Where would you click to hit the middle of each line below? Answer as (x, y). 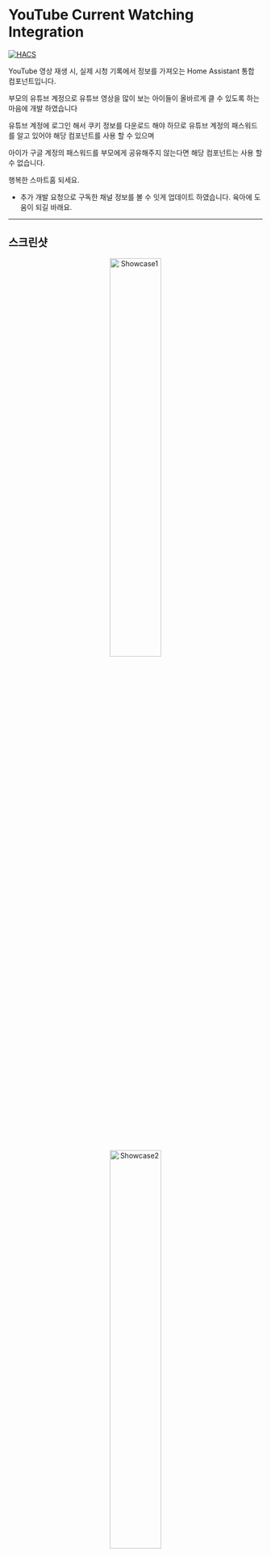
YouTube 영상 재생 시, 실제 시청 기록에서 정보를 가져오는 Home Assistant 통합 (131, 71)
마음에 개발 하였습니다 (43, 108)
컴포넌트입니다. (32, 81)
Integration (46, 32)
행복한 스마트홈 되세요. (44, 180)
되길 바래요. (54, 207)
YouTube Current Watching (101, 15)
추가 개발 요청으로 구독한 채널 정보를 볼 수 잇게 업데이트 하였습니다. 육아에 (136, 197)
